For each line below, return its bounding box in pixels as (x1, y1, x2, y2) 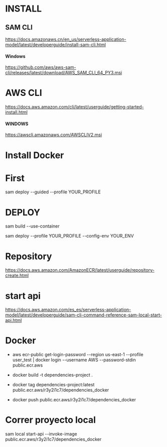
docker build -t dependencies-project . (12, 372, 93, 378)
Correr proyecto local (5, 414, 96, 426)
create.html (5, 272, 29, 279)
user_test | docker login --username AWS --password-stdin (12, 357, 136, 363)
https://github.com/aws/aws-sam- (5, 64, 76, 70)
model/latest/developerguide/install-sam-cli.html (5, 42, 106, 48)
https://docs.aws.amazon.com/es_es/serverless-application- (5, 307, 131, 313)
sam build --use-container (5, 223, 60, 229)
